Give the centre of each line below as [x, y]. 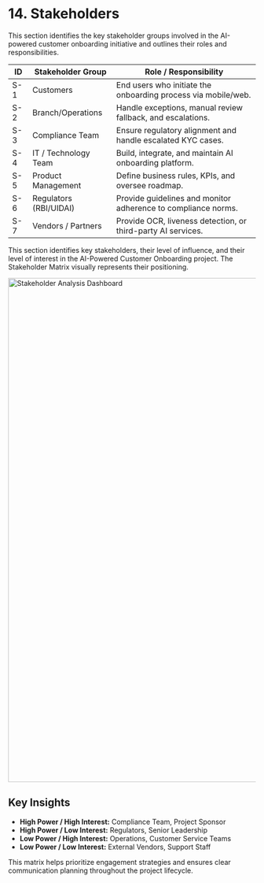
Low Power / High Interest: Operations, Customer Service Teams [125, 838]
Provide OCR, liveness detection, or [182, 221]
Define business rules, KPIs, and [176, 176]
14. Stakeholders [64, 14]
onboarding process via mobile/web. [184, 95]
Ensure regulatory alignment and [177, 130]
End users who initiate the [164, 85]
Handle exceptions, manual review [180, 107]
